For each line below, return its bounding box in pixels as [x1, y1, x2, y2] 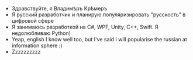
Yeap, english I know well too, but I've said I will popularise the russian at [11, 36, 187, 43]
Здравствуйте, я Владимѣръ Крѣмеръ [11, 5, 108, 12]
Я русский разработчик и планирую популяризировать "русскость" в [11, 11, 186, 18]
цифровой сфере [11, 17, 54, 24]
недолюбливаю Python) [11, 30, 71, 37]
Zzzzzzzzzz [11, 48, 41, 55]
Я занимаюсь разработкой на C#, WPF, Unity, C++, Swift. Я [11, 23, 159, 30]
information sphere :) [11, 42, 63, 49]
